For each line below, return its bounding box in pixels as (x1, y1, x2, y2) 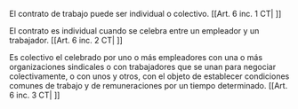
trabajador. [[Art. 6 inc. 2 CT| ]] (9, 35, 123, 45)
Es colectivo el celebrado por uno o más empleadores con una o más (9, 52, 263, 62)
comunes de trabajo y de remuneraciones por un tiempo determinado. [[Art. (9, 81, 288, 90)
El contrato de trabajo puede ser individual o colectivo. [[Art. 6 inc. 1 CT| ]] (9, 9, 282, 19)
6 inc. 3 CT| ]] (9, 90, 60, 100)
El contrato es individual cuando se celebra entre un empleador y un (9, 26, 260, 35)
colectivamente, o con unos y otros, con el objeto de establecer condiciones (9, 71, 290, 82)
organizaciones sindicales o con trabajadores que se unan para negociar (9, 62, 277, 72)
